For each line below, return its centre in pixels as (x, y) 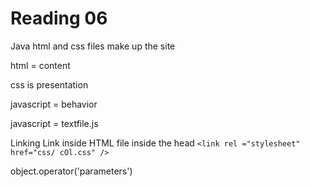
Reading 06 (59, 18)
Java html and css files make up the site (93, 46)
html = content (40, 65)
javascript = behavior (54, 104)
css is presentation (49, 84)
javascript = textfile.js (54, 123)
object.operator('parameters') (71, 171)
